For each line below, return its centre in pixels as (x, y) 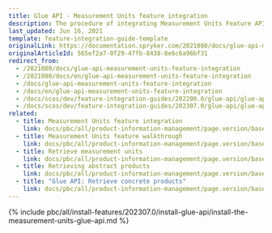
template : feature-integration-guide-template (88, 38)
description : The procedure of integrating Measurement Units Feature (130, 23)
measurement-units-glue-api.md (63, 220)
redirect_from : (34, 61)
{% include (27, 212)
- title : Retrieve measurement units (79, 151)
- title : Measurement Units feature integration (99, 121)
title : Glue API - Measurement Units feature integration (108, 16)
